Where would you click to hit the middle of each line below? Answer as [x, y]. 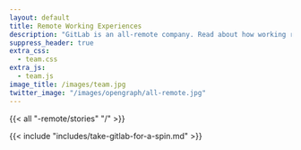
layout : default [39, 18]
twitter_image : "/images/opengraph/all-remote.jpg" [107, 93]
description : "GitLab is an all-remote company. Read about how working [148, 34]
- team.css [38, 59]
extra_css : [30, 51]
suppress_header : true [52, 43]
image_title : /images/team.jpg [68, 84]
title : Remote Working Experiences [76, 26]
